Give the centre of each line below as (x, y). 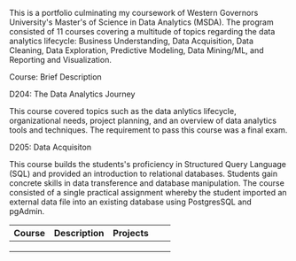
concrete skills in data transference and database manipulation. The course (147, 183)
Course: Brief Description (55, 77)
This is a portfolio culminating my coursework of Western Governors (134, 13)
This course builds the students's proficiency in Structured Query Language (148, 164)
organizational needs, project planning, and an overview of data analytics (143, 120)
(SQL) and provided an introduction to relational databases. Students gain (144, 173)
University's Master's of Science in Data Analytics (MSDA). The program (141, 22)
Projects (131, 233)
